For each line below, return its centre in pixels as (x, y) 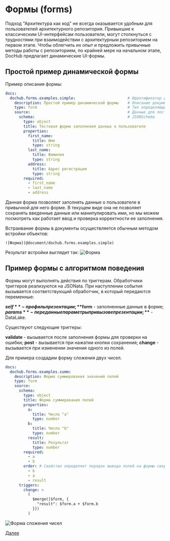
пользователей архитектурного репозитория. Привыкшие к (70, 28)
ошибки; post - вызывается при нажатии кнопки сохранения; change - (82, 342)
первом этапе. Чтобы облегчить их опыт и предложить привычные (78, 45)
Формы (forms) (39, 9)
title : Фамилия (48, 155)
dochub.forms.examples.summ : (40, 372)
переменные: (20, 297)
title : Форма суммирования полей (59, 400)
